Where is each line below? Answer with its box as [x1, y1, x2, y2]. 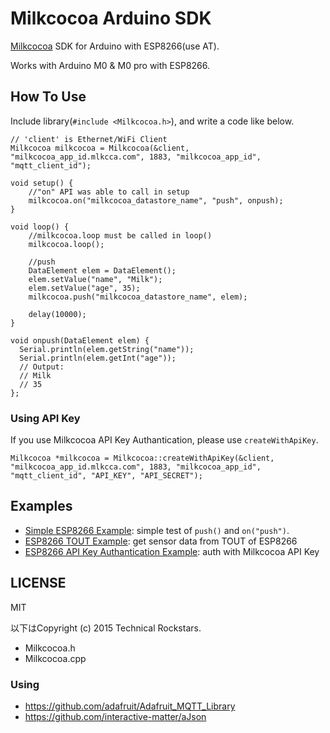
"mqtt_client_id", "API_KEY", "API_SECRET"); [10, 471, 203, 481]
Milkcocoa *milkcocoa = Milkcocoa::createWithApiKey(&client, [10, 453, 275, 464]
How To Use [10, 88, 87, 106]
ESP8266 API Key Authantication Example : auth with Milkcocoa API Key [24, 545, 320, 557]
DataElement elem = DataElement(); [28, 265, 177, 276]
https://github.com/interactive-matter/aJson [24, 710, 207, 722]
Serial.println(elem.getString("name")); [19, 344, 195, 354]
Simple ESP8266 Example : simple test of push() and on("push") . [24, 524, 290, 536]
